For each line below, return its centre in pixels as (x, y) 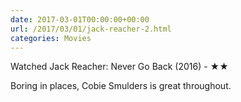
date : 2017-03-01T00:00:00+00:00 (80, 19)
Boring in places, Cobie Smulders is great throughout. (121, 86)
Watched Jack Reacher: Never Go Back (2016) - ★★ (119, 67)
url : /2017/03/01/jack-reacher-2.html (91, 29)
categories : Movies (51, 38)
